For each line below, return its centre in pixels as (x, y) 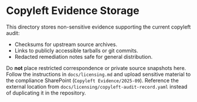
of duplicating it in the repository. (46, 93)
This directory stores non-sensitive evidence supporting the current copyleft (98, 27)
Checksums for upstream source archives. (66, 44)
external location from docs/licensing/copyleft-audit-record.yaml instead (97, 86)
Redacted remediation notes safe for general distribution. (84, 57)
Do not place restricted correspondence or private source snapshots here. (96, 68)
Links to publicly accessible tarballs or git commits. (76, 50)
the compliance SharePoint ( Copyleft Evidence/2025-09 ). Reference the (92, 80)
